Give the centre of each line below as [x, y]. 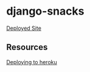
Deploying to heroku [32, 62]
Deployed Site [24, 28]
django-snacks [45, 11]
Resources [27, 47]
